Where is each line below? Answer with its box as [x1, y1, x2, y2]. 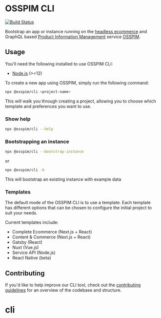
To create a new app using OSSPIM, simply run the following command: [5, 80, 149, 85]
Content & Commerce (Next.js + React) [12, 234, 91, 240]
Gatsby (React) [12, 239, 42, 245]
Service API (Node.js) [12, 250, 56, 255]
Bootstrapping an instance [5, 138, 69, 145]
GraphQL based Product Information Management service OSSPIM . [5, 34, 141, 40]
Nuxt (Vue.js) [12, 245, 39, 251]
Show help [5, 115, 31, 122]
